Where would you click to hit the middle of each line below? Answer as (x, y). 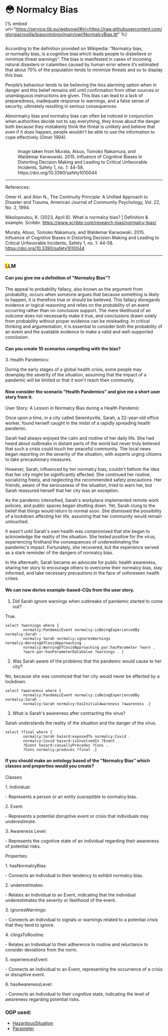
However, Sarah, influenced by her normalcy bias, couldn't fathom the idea (82, 469)
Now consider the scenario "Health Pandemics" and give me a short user (83, 392)
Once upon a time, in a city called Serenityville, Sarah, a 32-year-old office (82, 418)
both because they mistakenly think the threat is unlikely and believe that (80, 126)
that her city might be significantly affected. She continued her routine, (78, 475)
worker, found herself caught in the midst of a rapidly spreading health (78, 423)
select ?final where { (29, 732)
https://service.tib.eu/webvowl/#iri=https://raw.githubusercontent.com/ (89, 29)
